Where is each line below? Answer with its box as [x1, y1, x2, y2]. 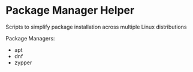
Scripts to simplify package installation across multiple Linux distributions [5, 23, 187, 30]
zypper [14, 59, 32, 66]
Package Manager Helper [5, 4, 135, 17]
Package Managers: [5, 35, 55, 42]
